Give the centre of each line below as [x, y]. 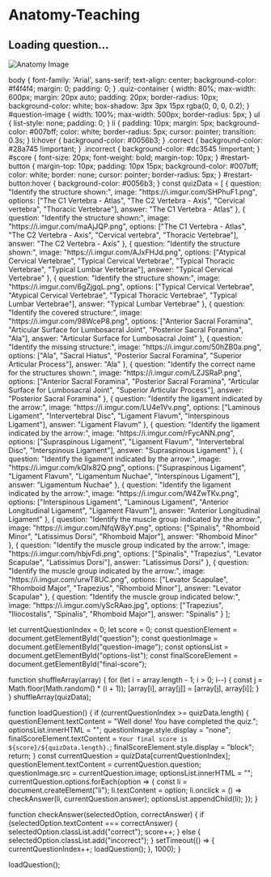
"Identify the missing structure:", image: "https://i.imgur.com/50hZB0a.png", [135, 347]
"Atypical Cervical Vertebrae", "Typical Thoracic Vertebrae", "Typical [123, 295]
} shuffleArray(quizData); [50, 697]
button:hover [30, 183]
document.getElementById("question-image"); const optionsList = [119, 647]
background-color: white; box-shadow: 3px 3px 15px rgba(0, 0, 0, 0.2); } [129, 106]
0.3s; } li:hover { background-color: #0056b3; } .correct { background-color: [135, 140]
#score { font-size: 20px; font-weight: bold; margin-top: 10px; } [113, 157]
